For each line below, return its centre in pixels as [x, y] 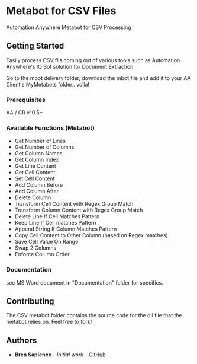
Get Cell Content [35, 173]
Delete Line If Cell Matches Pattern [57, 216]
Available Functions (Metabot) [50, 127]
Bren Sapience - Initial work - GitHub [60, 355]
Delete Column [33, 197]
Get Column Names [38, 154]
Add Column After [37, 191]
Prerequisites [26, 100]
